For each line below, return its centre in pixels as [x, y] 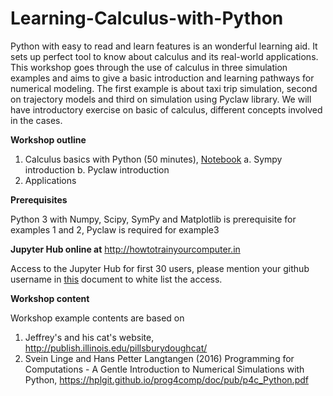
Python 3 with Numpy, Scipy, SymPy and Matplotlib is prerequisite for [153, 219]
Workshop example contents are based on [97, 318]
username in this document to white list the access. [116, 279]
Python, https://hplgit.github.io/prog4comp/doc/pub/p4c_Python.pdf [166, 379]
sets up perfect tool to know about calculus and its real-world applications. [164, 56]
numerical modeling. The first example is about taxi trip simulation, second [164, 88]
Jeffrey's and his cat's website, [89, 337]
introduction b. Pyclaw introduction [97, 169]
